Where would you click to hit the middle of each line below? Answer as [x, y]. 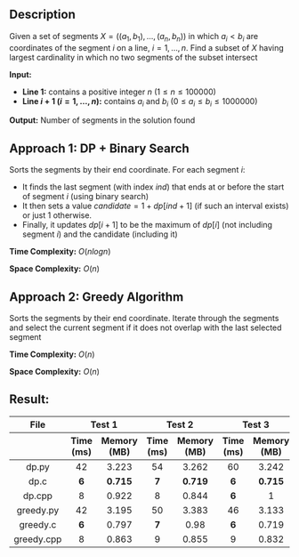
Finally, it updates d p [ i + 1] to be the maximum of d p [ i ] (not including [147, 225]
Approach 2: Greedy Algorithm [97, 297]
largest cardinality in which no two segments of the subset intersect [133, 57]
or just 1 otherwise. [57, 215]
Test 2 [180, 424]
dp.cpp [38, 496]
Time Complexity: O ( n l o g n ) [60, 252]
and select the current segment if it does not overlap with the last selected [145, 327]
